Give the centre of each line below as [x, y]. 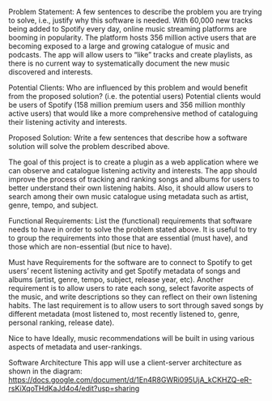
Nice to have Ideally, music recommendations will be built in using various [132, 338]
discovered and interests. [51, 72]
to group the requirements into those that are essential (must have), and [128, 238]
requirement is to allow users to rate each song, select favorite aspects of [131, 288]
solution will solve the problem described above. [89, 146]
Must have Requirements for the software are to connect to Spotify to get [130, 262]
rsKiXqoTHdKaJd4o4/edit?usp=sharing [74, 388]
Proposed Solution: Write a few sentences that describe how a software [128, 138]
